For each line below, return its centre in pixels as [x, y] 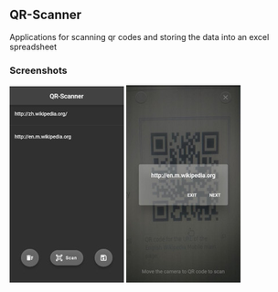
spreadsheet [33, 47]
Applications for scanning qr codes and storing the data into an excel [139, 36]
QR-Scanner [46, 15]
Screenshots [38, 70]
